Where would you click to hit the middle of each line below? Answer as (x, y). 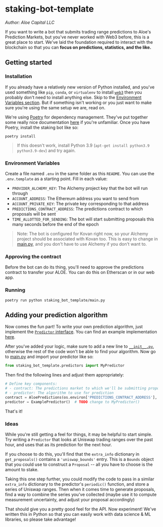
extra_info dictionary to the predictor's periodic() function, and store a (77, 484)
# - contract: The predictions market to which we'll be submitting (76, 389)
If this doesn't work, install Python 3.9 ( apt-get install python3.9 (83, 145)
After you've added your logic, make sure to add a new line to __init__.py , (80, 346)
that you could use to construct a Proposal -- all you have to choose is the (79, 464)
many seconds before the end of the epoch (55, 224)
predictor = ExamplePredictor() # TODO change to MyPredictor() (72, 402)
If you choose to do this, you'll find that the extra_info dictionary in (72, 454)
